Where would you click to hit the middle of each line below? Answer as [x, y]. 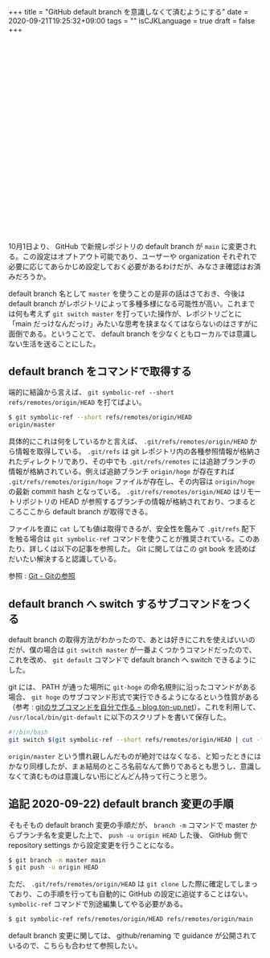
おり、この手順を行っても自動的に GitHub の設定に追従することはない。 [134, 894]
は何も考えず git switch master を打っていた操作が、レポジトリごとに [125, 313]
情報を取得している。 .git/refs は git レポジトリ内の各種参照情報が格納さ [138, 452]
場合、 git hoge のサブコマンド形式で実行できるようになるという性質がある [134, 697]
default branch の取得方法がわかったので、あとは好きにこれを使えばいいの [132, 640]
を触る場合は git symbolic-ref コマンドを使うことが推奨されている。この [131, 539]
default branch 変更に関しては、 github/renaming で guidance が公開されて [133, 935]
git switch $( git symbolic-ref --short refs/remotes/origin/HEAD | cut [131, 739]
